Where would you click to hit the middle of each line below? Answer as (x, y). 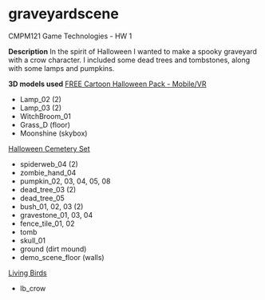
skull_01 (33, 240)
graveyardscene (64, 14)
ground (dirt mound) (53, 249)
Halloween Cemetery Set (49, 148)
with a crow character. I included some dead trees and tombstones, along (129, 60)
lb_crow (33, 288)
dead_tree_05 (42, 198)
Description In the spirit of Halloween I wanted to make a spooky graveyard (133, 51)
